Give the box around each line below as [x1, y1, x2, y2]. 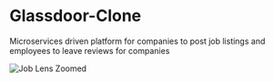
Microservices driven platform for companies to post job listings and [9, 36, 266, 46]
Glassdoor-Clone [9, 5, 142, 26]
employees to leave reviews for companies [9, 45, 170, 56]
